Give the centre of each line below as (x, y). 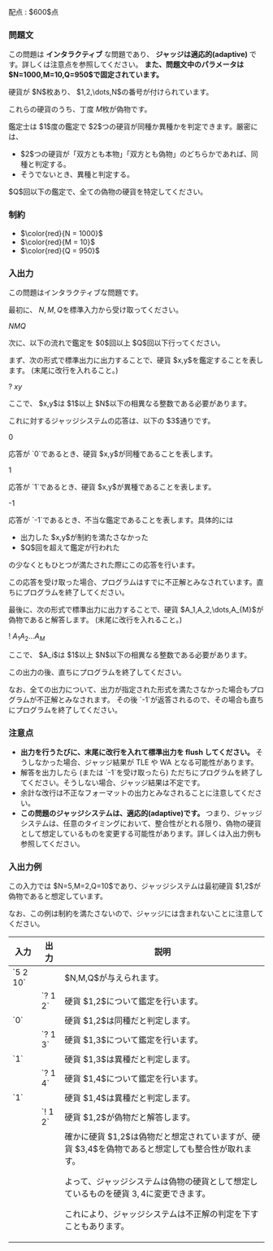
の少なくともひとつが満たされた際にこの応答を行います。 (104, 564)
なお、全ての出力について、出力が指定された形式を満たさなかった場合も (129, 689)
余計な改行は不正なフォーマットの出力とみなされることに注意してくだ (137, 792)
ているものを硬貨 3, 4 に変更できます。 (137, 1194)
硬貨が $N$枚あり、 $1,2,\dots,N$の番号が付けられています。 (111, 92)
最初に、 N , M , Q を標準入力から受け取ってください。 (96, 309)
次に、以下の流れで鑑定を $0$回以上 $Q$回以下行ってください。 (117, 342)
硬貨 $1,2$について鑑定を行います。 (134, 1002)
